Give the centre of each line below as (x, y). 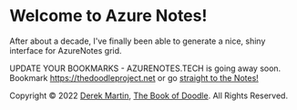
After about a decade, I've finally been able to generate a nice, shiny (138, 41)
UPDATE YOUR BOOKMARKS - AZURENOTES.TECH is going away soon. (145, 68)
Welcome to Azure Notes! (108, 16)
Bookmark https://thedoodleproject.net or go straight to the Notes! (134, 77)
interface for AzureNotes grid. (66, 50)
